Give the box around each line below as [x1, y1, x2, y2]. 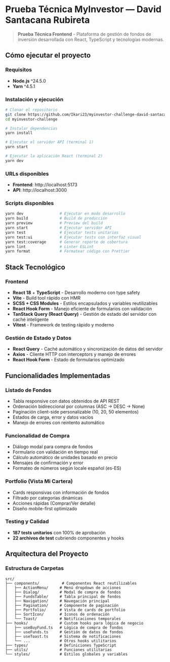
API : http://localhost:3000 [12, 187, 67, 193]
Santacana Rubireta [5, 14, 90, 26]
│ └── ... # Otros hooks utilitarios [5, 638, 116, 643]
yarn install [5, 131, 33, 136]
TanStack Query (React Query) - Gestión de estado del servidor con [12, 311, 157, 317]
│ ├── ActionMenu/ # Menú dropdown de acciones [5, 585, 121, 590]
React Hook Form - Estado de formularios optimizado [12, 357, 125, 363]
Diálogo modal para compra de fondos [12, 444, 93, 450]
